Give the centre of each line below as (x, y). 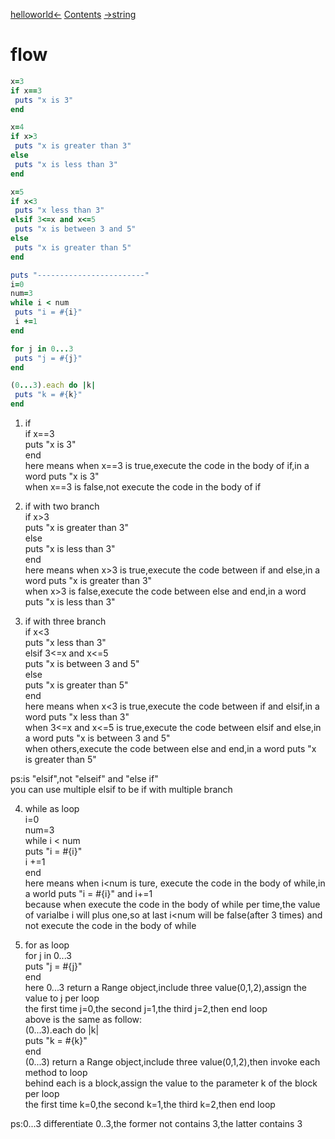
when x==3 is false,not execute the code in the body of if (143, 487)
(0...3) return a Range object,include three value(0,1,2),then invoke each (172, 1062)
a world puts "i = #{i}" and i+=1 (88, 894)
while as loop (52, 809)
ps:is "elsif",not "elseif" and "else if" (84, 779)
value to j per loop (62, 998)
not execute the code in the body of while (110, 926)
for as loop (47, 945)
